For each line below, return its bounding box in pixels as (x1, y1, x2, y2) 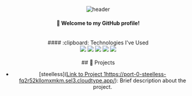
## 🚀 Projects (81, 59, 116, 66)
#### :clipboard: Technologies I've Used (48, 39, 149, 46)
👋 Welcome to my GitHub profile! (56, 19, 140, 26)
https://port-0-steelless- (105, 71, 167, 78)
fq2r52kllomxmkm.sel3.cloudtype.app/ (19, 77, 116, 84)
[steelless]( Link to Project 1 (39, 71, 107, 78)
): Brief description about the (114, 77, 187, 84)
